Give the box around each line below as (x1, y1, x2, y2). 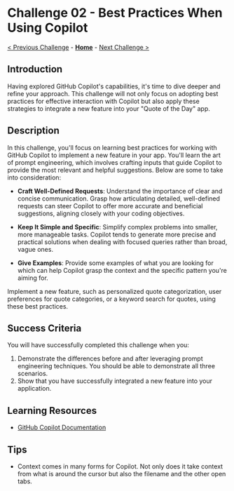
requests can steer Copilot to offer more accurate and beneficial (17, 201, 203, 210)
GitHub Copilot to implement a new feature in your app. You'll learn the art (7, 151, 221, 159)
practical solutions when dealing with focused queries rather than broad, (17, 237, 228, 246)
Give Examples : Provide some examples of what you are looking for (17, 258, 214, 267)
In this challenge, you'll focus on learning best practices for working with (7, 143, 217, 152)
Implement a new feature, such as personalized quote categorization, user (7, 287, 222, 295)
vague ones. (17, 245, 54, 253)
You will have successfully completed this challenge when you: (7, 341, 189, 349)
